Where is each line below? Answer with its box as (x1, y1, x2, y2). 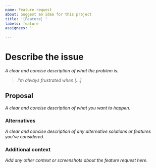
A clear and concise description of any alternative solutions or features (5, 128, 151, 134)
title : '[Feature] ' (5, 16, 48, 21)
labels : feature (5, 21, 39, 26)
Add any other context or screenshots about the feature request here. (5, 157, 148, 164)
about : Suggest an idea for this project (5, 12, 92, 17)
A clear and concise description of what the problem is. (5, 68, 119, 74)
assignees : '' (5, 26, 35, 31)
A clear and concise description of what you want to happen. (5, 105, 131, 111)
